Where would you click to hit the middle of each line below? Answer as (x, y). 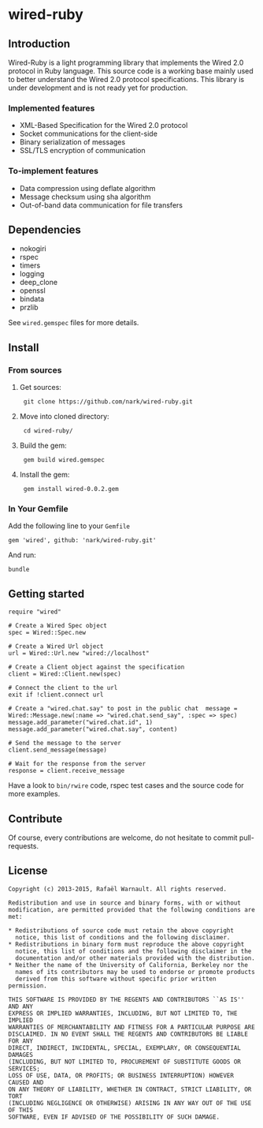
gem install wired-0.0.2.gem (71, 489)
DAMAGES (21, 1055)
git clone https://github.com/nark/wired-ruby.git (108, 402)
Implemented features (52, 108)
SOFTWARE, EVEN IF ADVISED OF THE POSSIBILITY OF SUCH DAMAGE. (114, 1117)
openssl (32, 290)
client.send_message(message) (58, 750)
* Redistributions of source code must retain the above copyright (121, 930)
